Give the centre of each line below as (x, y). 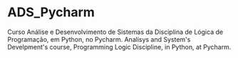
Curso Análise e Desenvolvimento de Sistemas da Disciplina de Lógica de (115, 32)
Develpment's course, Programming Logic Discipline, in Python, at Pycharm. (119, 47)
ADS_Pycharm (51, 12)
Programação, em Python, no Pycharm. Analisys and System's (99, 39)
